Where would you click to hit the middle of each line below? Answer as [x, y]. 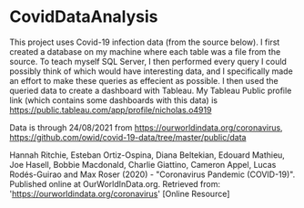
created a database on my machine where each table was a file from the [145, 51]
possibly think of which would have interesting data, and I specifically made [151, 71]
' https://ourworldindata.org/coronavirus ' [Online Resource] [120, 193]
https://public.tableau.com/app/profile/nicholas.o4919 [111, 109]
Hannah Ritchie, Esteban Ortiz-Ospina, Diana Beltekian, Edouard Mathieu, [147, 155]
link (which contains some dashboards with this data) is [114, 100]
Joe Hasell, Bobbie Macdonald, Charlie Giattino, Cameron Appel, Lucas [143, 164]
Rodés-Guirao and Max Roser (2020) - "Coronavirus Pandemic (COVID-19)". [152, 174]
